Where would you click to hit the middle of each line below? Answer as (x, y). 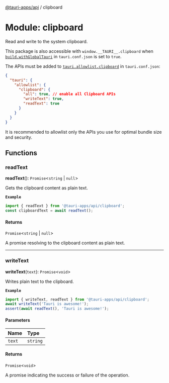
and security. (19, 137)
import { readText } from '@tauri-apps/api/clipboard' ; (65, 206)
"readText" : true (41, 104)
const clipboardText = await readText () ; (49, 211)
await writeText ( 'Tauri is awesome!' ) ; (47, 304)
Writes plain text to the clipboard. (39, 281)
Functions (21, 153)
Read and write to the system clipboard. (47, 41)
